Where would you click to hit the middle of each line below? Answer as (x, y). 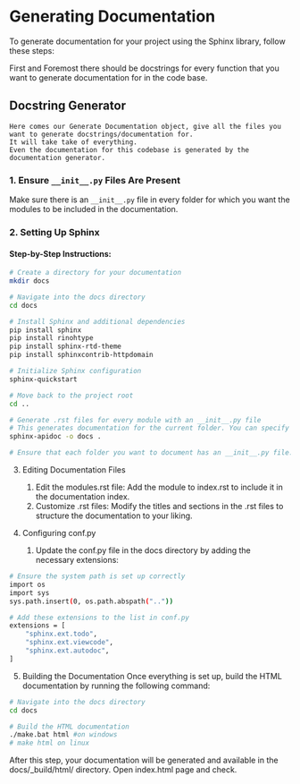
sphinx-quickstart (43, 379)
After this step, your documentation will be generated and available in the (144, 760)
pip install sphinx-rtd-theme (66, 346)
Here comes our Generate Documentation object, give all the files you (145, 126)
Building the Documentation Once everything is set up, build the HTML (152, 676)
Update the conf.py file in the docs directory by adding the (143, 550)
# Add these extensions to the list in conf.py (100, 618)
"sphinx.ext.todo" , (62, 634)
